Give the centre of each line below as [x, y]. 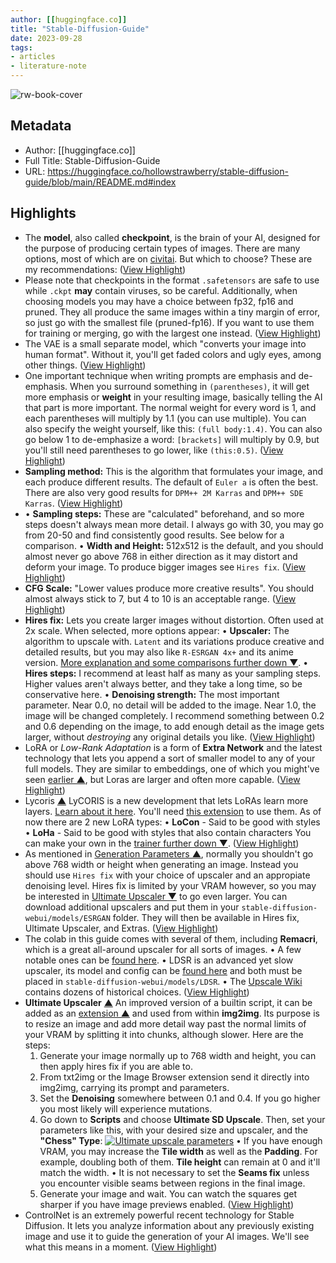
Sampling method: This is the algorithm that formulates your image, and [174, 471]
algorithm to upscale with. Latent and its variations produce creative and [174, 641]
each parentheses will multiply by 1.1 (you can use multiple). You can [165, 418]
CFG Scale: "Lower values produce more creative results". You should [169, 588]
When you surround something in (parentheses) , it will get [189, 386]
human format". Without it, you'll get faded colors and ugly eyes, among [173, 354]
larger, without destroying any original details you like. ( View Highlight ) [170, 737]
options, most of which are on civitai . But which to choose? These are [168, 258]
